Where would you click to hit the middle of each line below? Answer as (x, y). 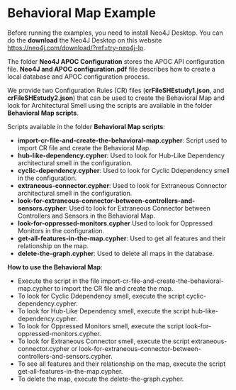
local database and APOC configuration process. (79, 77)
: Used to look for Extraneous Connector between (138, 208)
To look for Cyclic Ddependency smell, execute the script (101, 296)
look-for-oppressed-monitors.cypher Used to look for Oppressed (115, 223)
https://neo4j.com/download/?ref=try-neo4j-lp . (76, 48)
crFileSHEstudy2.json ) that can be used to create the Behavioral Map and (116, 98)
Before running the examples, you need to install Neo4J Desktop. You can (115, 33)
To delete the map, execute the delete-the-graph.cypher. (101, 379)
